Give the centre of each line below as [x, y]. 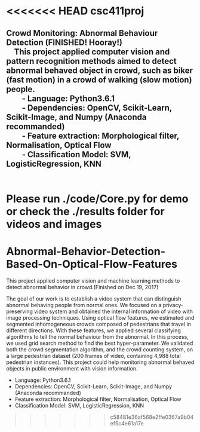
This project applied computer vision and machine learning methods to [93, 281]
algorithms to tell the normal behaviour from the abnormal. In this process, [98, 336]
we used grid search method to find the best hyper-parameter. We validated [100, 343]
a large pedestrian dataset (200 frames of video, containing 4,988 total [93, 356]
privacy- [173, 305]
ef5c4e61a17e [127, 423]
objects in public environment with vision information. [72, 368]
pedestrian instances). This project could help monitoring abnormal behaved [100, 362]
